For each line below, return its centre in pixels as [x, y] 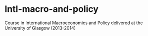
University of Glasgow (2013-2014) [40, 28]
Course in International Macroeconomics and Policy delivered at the [74, 23]
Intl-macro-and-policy [51, 9]
